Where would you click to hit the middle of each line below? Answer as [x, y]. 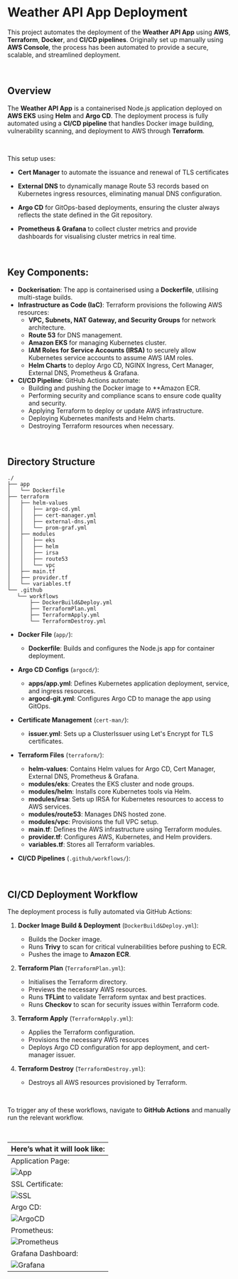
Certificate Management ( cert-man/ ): [73, 720]
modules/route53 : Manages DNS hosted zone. [97, 814]
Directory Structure [52, 462]
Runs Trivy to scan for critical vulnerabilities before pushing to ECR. [128, 947]
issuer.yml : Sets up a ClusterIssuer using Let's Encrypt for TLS [121, 734]
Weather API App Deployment [98, 12]
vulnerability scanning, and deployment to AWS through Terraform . [106, 131]
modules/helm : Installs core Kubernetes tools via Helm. [110, 791]
